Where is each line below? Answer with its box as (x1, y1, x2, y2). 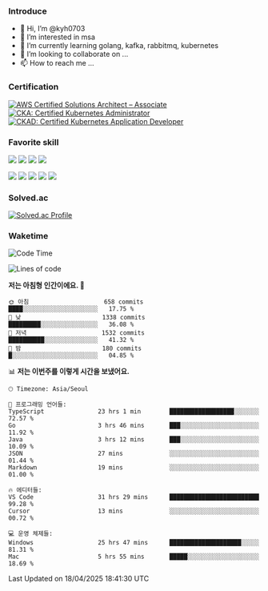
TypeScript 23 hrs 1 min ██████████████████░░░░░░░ (8, 408, 260, 416)
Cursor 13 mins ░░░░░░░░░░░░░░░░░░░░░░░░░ (8, 507, 260, 516)
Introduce (8, 6, 47, 17)
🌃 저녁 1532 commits (8, 329, 146, 337)
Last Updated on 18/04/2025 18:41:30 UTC (8, 574, 150, 584)
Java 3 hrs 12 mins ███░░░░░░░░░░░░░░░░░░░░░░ (8, 436, 260, 444)
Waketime (8, 231, 49, 242)
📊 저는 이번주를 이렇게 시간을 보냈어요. (8, 367, 130, 376)
